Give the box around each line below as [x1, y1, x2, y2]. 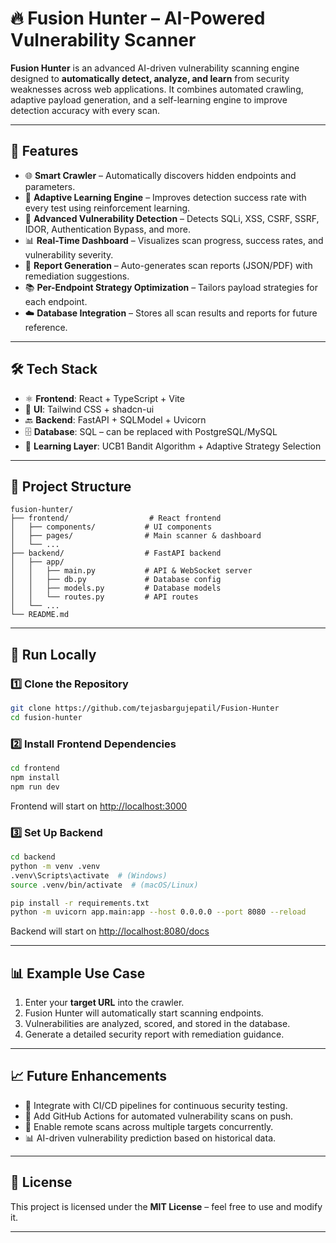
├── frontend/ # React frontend [10, 513, 222, 524]
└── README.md [10, 610, 70, 620]
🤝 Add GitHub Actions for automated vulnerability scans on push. [24, 1110, 294, 1122]
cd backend [10, 852, 56, 862]
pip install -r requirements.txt [10, 898, 150, 908]
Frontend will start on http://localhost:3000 [10, 800, 188, 812]
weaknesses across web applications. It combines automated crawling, [10, 83, 304, 95]
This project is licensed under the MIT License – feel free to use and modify [10, 1200, 323, 1212]
